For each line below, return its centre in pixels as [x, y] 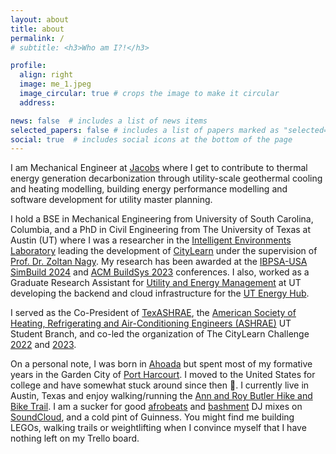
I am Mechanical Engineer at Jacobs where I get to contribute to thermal [159, 168]
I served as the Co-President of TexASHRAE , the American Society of [153, 313]
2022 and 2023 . [43, 345]
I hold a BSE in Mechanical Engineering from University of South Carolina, [162, 219]
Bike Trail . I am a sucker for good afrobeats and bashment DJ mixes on [156, 407]
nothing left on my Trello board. [75, 438]
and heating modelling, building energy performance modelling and [149, 189]
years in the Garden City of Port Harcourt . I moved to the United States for [163, 375]
